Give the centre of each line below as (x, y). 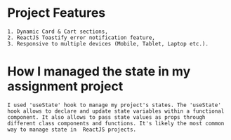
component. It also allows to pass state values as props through (106, 117)
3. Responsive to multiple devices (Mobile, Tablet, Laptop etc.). (108, 43)
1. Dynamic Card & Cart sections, (58, 31)
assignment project (65, 86)
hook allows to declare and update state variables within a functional (116, 111)
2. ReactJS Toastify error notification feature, (81, 37)
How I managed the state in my (99, 72)
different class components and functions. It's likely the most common (116, 123)
